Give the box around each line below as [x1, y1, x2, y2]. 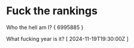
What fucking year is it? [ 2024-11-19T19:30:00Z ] [6, 35, 129, 42]
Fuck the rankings [6, 4, 98, 18]
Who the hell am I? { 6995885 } [6, 24, 84, 31]
